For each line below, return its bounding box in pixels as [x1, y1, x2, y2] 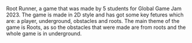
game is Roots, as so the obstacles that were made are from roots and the [6, 24, 186, 31]
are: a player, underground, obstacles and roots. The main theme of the [6, 18, 180, 24]
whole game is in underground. [6, 30, 82, 37]
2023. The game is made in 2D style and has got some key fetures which [6, 11, 184, 18]
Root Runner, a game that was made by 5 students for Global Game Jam [6, 5, 182, 12]
